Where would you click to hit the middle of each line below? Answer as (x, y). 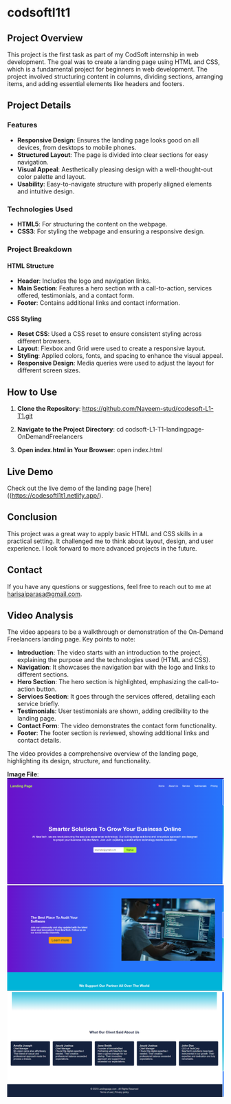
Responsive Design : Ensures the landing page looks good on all (108, 140)
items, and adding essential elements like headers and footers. (96, 84)
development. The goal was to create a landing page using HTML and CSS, (113, 62)
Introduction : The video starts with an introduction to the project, (110, 652)
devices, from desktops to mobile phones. (77, 147)
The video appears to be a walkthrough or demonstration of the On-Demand (115, 632)
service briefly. (38, 704)
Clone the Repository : (49, 409)
